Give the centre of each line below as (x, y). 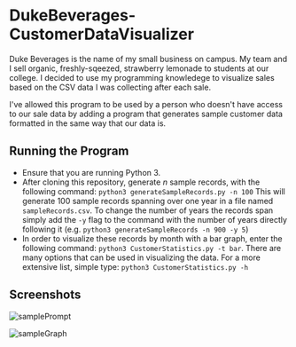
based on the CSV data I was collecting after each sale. (110, 87)
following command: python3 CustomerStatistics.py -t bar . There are (152, 248)
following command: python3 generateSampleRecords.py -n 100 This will (153, 191)
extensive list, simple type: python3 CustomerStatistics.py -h (135, 266)
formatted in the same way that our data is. (88, 123)
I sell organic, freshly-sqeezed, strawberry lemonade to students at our (139, 68)
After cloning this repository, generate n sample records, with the (141, 182)
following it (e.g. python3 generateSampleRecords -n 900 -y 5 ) (135, 229)
